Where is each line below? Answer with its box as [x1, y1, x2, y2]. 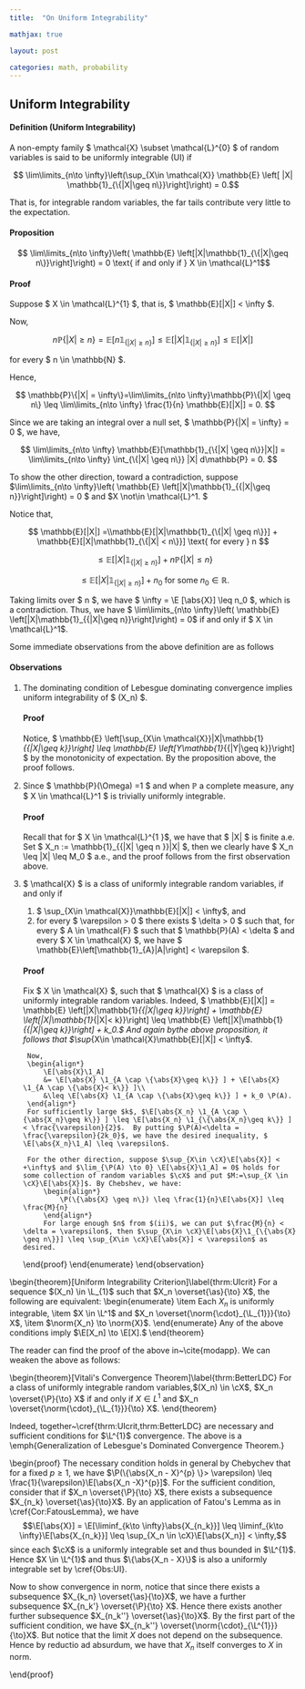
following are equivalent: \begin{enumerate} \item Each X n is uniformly [9, 1296, 275, 1309]
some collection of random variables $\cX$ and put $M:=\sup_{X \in [22, 1171, 289, 1180]
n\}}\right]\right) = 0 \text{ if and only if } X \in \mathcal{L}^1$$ [36, 257, 270, 269]
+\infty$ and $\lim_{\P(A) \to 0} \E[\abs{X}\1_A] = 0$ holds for [22, 1163, 280, 1172]
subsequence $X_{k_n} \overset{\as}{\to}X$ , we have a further [9, 1591, 246, 1601]
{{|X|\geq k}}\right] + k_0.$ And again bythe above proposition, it [22, 1025, 269, 1035]
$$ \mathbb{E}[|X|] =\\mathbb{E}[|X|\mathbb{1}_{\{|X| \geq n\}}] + [27, 526, 279, 538]
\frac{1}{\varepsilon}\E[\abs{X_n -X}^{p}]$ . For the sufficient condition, [9, 1477, 276, 1488]
